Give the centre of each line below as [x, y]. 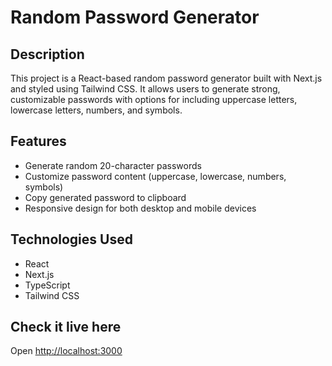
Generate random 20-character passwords [113, 165]
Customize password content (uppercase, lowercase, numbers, [155, 176]
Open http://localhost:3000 [66, 351]
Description [47, 54]
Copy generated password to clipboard [105, 197]
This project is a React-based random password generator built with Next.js [166, 78]
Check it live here [66, 327]
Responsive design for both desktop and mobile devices [140, 208]
